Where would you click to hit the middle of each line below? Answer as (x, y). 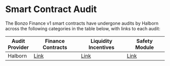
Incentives (101, 47)
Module (144, 47)
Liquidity (102, 41)
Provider (18, 47)
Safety (144, 41)
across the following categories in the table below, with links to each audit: (83, 28)
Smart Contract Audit (51, 9)
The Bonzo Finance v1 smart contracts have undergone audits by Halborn (82, 23)
